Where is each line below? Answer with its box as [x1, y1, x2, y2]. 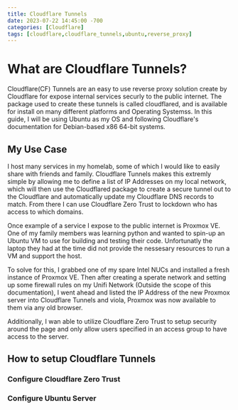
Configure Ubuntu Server [7, 394, 97, 404]
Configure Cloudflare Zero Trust [7, 374, 121, 384]
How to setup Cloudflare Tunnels [7, 353, 156, 365]
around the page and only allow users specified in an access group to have [7, 325, 227, 333]
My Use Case [7, 143, 67, 155]
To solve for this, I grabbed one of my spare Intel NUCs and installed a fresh [7, 265, 229, 274]
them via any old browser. [7, 304, 83, 312]
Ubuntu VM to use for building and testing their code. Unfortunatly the [7, 237, 213, 245]
